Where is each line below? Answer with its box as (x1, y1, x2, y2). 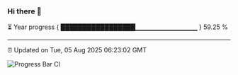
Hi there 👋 (7, 6, 42, 16)
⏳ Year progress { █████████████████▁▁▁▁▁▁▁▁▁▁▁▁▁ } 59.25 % (7, 23, 228, 31)
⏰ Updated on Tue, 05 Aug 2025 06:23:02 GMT (7, 46, 147, 54)
